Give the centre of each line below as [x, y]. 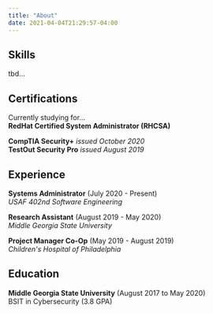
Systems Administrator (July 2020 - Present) [83, 193]
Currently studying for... [47, 118]
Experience [37, 174]
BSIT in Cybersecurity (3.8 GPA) [60, 301]
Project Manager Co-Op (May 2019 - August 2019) [91, 241]
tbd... [17, 74]
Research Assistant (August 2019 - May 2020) [85, 217]
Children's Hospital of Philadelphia [65, 249]
